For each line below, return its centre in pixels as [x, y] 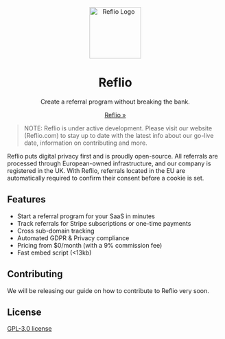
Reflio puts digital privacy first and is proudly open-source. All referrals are [113, 156]
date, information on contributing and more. [85, 143]
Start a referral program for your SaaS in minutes [86, 216]
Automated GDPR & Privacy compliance [73, 238]
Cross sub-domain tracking [56, 231]
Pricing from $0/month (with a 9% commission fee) [90, 245]
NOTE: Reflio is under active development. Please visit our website [118, 128]
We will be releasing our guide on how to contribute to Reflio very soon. [108, 290]
